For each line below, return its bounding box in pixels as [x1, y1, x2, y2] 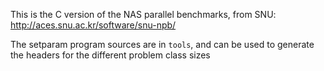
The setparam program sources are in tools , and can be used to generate [10, 39, 315, 50]
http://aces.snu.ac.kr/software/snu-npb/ [10, 19, 177, 31]
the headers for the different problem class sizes [10, 49, 211, 61]
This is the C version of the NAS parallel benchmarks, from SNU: [10, 9, 277, 20]
